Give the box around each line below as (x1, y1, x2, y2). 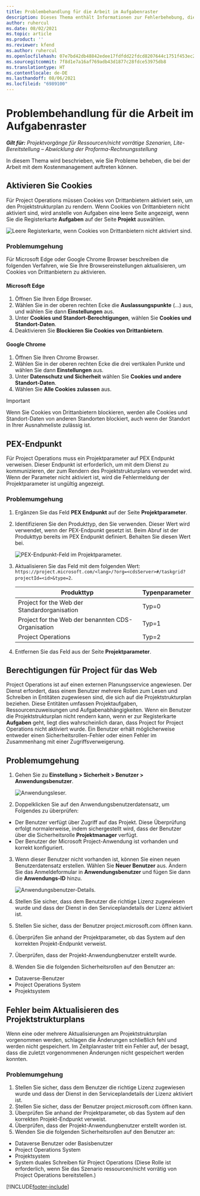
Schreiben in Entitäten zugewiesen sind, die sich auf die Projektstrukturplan (6, 694, 192, 701)
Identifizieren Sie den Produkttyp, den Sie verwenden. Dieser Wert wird (14, 520, 190, 528)
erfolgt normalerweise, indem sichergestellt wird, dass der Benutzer (14, 825, 182, 832)
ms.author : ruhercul (6, 48, 58, 54)
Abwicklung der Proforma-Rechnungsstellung (45, 145, 158, 152)
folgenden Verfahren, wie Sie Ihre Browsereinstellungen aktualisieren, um (6, 262, 186, 269)
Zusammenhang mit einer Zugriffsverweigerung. (6, 738, 125, 746)
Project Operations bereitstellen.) (14, 1172, 96, 1179)
